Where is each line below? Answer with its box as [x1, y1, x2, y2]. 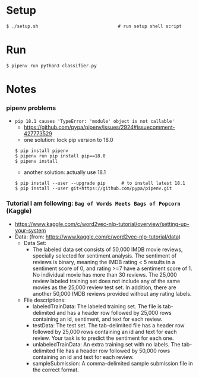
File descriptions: [23, 296, 67, 303]
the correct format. [32, 366, 79, 373]
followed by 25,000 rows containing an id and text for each [32, 328, 177, 335]
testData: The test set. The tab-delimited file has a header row [32, 321, 185, 329]
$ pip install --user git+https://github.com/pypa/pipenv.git [14, 185, 172, 191]
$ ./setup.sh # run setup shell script [6, 23, 182, 29]
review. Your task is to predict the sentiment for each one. [32, 334, 174, 342]
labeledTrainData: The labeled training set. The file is [32, 302, 162, 310]
